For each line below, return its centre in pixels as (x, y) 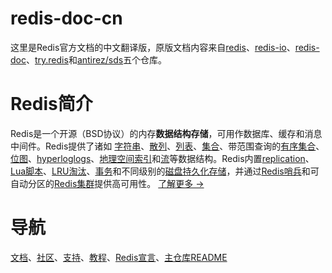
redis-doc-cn (66, 18)
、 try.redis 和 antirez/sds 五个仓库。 (96, 59)
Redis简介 (51, 104)
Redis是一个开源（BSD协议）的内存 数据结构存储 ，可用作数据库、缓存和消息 (166, 133)
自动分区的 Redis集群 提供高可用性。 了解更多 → (107, 183)
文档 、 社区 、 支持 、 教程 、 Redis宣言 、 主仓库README (119, 257)
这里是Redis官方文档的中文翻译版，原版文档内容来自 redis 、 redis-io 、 (153, 47)
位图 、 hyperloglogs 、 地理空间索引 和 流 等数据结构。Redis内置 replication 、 (162, 158)
